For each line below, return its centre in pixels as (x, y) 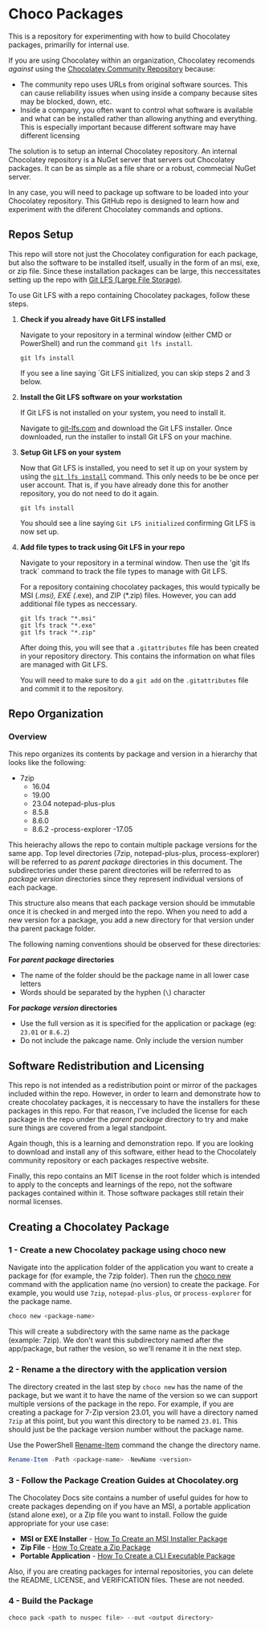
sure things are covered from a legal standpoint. (88, 1128)
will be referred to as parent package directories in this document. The (125, 862)
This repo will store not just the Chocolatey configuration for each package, (133, 254)
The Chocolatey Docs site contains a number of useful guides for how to (128, 1498)
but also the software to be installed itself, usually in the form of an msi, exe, (134, 263)
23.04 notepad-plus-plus (73, 804)
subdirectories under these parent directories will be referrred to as (120, 870)
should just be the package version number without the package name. (126, 1429)
